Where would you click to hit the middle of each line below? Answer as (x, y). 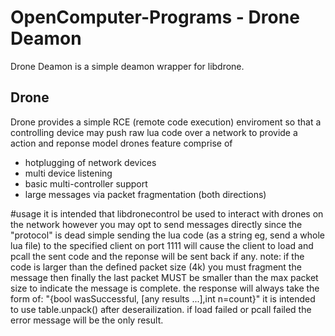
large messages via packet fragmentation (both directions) (145, 194)
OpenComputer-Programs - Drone (155, 17)
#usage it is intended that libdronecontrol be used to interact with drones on (167, 213)
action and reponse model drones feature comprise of (121, 143)
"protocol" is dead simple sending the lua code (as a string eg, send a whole (167, 235)
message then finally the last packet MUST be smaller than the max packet (164, 277)
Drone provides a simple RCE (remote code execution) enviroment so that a (166, 122)
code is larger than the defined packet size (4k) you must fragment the (156, 267)
